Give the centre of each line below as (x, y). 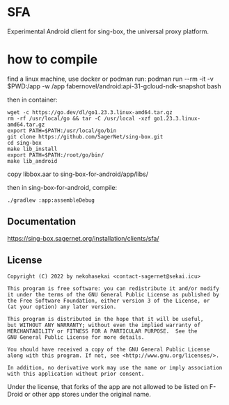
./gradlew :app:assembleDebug (51, 200)
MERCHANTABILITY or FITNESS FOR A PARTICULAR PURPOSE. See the (102, 331)
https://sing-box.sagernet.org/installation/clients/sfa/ (83, 238)
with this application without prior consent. (76, 374)
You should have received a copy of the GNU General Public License (109, 349)
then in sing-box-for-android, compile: (62, 187)
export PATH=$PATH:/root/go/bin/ (56, 155)
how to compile (53, 59)
